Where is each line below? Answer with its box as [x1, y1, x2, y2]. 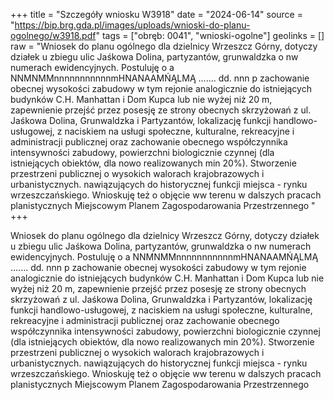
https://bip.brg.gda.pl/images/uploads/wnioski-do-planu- [14, 19, 251, 31]
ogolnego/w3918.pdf [10, 30, 97, 41]
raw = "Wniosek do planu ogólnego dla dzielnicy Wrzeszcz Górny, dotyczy [10, 40, 318, 52]
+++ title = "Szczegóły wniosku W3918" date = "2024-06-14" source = [10, 9, 303, 20]
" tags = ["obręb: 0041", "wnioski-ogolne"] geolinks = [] [95, 30, 325, 41]
